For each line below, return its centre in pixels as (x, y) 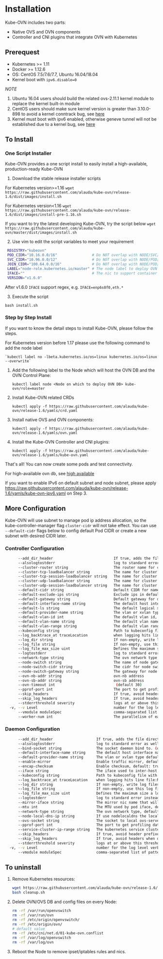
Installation (28, 9)
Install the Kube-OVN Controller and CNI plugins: (61, 442)
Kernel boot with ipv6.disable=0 (44, 79)
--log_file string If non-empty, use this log (85, 789)
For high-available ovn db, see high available (50, 473)
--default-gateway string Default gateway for (86, 599)
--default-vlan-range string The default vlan (83, 626)
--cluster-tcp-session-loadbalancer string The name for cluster (88, 577)
